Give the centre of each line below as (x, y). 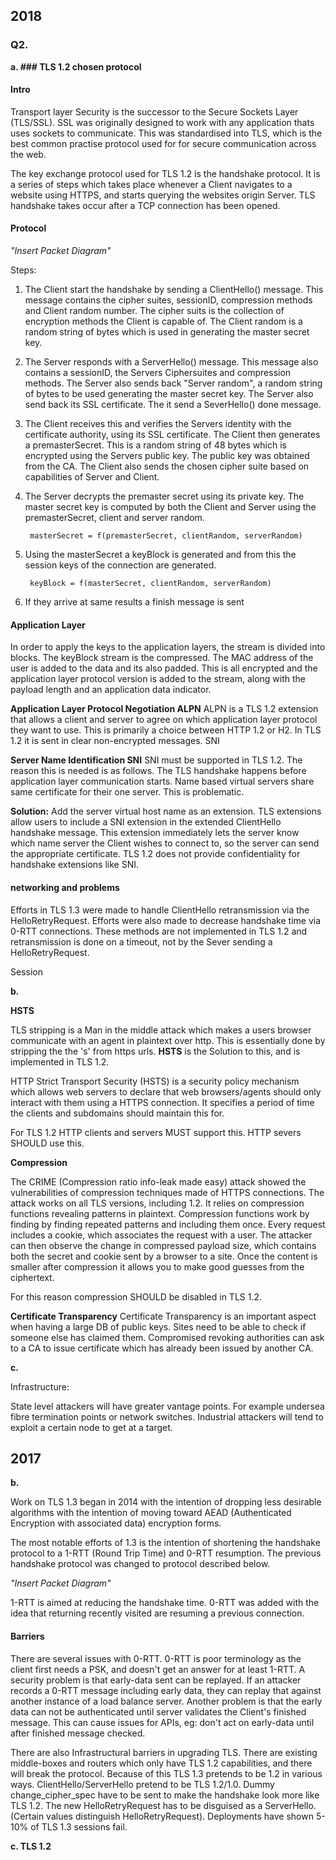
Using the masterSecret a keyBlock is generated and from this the (160, 555)
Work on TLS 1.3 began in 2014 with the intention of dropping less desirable (166, 1502)
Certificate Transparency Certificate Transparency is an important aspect (163, 1316)
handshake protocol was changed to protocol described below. (140, 1564)
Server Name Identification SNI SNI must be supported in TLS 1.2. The (156, 760)
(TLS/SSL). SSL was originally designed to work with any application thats (162, 122)
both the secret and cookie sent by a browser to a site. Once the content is (164, 1256)
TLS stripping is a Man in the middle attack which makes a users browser (161, 1030)
